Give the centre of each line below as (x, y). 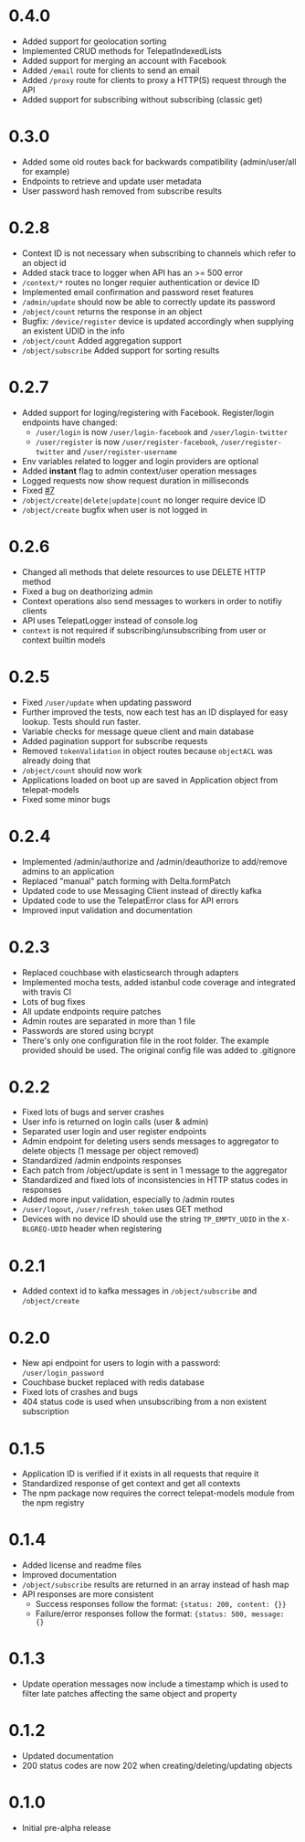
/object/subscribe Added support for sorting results (121, 350)
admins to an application (68, 871)
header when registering (115, 1229)
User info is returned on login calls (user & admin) (115, 1122)
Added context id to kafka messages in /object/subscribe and (139, 1291)
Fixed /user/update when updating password (107, 702)
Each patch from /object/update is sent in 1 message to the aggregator (154, 1170)
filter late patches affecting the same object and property (129, 1694)
